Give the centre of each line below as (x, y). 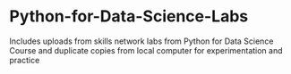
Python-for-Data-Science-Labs (129, 16)
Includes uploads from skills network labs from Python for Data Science (141, 41)
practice (25, 60)
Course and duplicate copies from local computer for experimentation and (146, 50)
